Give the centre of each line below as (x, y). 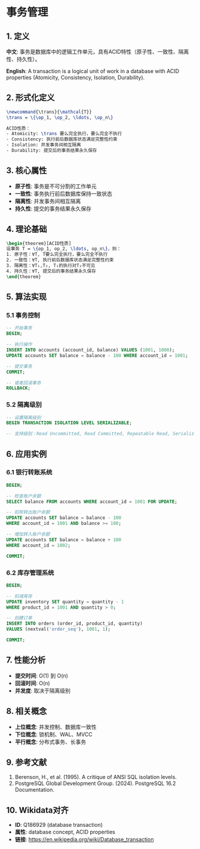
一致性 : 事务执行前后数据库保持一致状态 (63, 193)
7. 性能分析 (26, 660)
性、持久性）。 (23, 59)
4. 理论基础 (27, 229)
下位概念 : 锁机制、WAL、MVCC (53, 734)
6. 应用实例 (27, 454)
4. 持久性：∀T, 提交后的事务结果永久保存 (51, 271)
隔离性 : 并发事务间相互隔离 (48, 201)
